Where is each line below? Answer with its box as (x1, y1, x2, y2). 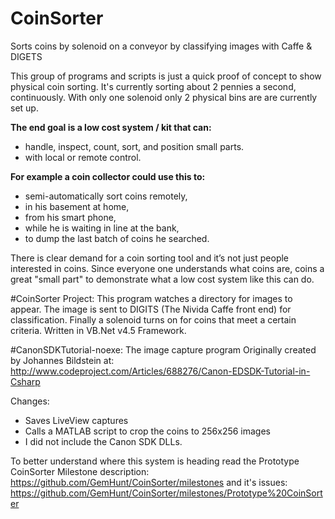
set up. (10, 102, 39, 114)
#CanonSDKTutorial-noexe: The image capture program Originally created (10, 343, 317, 356)
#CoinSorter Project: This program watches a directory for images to (10, 292, 293, 304)
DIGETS (10, 50, 43, 62)
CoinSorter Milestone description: (10, 465, 150, 477)
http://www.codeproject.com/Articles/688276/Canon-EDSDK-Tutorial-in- (10, 365, 311, 377)
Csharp (10, 375, 41, 387)
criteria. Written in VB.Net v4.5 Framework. (10, 324, 187, 336)
